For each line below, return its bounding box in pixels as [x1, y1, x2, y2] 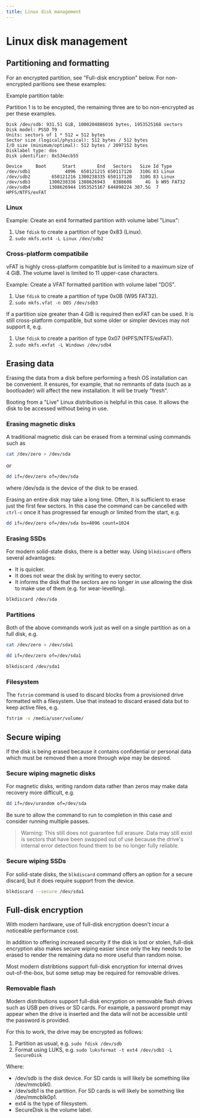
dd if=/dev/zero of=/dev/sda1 [6, 653, 82, 659]
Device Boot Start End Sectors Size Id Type [6, 163, 172, 169]
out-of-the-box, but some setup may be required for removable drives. [6, 969, 180, 976]
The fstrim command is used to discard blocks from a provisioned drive [6, 691, 184, 699]
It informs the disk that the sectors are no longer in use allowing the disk [14, 579, 193, 586]
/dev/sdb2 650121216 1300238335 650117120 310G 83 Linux [6, 174, 175, 180]
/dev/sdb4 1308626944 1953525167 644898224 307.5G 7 [6, 184, 159, 190]
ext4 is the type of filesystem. [14, 1100, 88, 1107]
